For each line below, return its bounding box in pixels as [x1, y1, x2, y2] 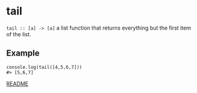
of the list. [6, 30, 31, 37]
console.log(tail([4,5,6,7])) [6, 64, 83, 70]
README [6, 80, 29, 87]
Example [6, 48, 40, 59]
